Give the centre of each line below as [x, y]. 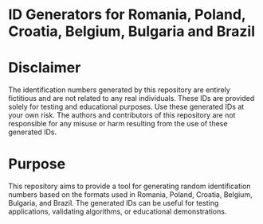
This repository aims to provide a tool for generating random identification [130, 186]
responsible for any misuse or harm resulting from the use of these [118, 124]
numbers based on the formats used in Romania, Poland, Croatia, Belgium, [130, 195]
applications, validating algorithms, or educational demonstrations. [118, 211]
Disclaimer [45, 68]
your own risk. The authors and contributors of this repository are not [122, 115]
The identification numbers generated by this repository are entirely [120, 90]
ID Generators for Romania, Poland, [127, 15]
